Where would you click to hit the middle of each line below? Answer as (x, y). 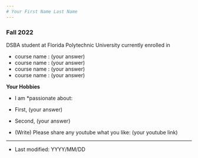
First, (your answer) (39, 109)
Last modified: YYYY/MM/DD (50, 149)
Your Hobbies (23, 87)
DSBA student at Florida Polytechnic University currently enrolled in (88, 45)
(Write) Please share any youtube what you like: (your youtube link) (96, 132)
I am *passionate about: (44, 98)
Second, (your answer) (42, 121)
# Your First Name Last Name (42, 11)
